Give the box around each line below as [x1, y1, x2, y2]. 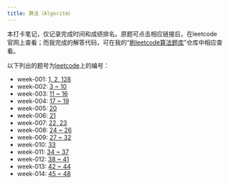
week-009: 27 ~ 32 [16, 133, 72, 141]
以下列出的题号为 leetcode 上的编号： [7, 61, 110, 69]
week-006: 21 [16, 111, 56, 120]
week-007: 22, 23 [16, 118, 67, 127]
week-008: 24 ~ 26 [16, 126, 72, 134]
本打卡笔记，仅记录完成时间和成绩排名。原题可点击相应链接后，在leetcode [7, 29, 217, 38]
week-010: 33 [16, 140, 56, 148]
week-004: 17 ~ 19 [16, 96, 70, 105]
